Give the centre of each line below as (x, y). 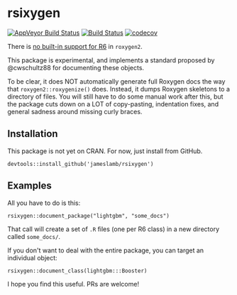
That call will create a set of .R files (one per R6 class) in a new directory (114, 229)
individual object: (33, 257)
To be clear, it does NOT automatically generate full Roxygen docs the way (116, 81)
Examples (29, 186)
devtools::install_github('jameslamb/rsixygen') (81, 164)
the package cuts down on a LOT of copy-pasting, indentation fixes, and (113, 104)
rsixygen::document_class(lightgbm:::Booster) (77, 271)
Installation (33, 134)
